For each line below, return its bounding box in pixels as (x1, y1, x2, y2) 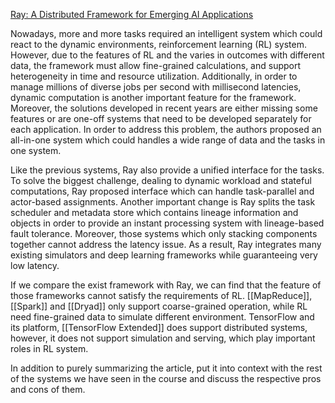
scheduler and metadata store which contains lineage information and (10, 207, 299, 218)
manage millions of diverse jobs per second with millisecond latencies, (10, 81, 302, 93)
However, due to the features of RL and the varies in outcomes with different (10, 49, 325, 61)
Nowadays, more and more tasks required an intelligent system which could (10, 28, 323, 39)
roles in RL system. (10, 343, 89, 354)
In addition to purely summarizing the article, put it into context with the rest (10, 362, 323, 374)
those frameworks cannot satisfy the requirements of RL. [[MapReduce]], (10, 290, 313, 301)
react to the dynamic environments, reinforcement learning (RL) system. (10, 39, 307, 50)
